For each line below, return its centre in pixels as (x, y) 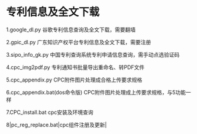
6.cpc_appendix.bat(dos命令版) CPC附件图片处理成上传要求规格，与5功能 (96, 92)
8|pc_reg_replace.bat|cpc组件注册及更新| (56, 125)
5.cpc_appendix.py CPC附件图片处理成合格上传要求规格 (74, 80)
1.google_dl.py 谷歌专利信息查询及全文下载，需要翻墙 (71, 30)
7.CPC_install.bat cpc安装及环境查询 (50, 112)
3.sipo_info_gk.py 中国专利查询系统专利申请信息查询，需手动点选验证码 (93, 54)
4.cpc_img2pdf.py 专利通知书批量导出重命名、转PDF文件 (75, 67)
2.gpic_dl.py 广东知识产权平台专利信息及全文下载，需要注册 (79, 42)
